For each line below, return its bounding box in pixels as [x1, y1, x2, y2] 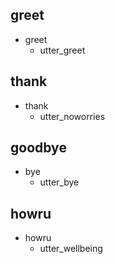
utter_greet [39, 44, 86, 56]
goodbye [10, 139, 67, 157]
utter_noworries [39, 110, 106, 122]
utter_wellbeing [39, 243, 103, 255]
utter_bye [39, 176, 80, 188]
